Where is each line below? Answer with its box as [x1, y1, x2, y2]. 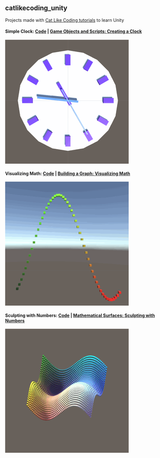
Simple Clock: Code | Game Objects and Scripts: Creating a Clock [5, 28, 142, 34]
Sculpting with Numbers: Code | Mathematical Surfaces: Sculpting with [5, 312, 155, 318]
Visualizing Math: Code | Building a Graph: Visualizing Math [5, 171, 130, 176]
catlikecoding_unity [5, 4, 68, 12]
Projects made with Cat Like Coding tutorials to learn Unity [5, 17, 124, 23]
